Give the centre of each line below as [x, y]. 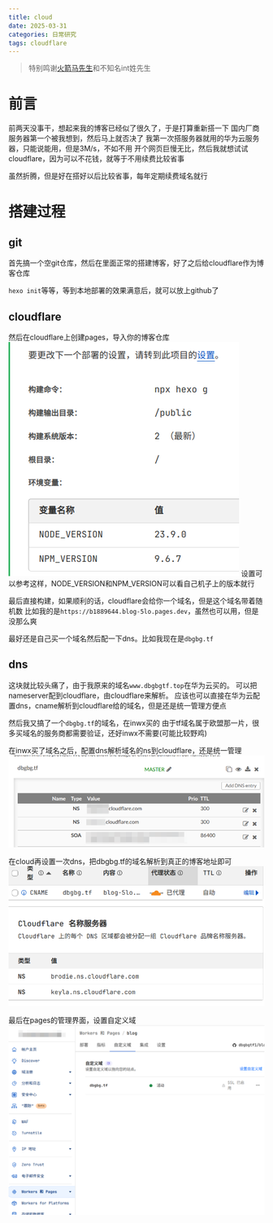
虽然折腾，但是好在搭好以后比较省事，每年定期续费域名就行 [108, 176]
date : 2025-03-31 [38, 26]
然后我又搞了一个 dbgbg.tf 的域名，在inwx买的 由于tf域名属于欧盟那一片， [130, 723]
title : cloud [30, 17]
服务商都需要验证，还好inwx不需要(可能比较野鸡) [125, 733]
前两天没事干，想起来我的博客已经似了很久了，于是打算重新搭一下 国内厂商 [134, 128]
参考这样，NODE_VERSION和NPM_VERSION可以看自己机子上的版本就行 [135, 583]
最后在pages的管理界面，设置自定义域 [72, 1020]
